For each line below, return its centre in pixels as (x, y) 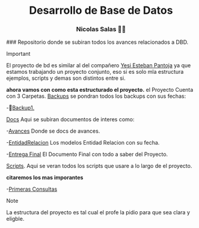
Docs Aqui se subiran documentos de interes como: (70, 119)
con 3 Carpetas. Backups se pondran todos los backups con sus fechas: (96, 96)
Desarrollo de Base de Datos (101, 10)
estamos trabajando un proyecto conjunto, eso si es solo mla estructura (95, 72)
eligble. (15, 219)
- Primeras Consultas (32, 189)
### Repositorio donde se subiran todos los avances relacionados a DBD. (97, 42)
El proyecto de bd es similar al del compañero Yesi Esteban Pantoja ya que (99, 65)
